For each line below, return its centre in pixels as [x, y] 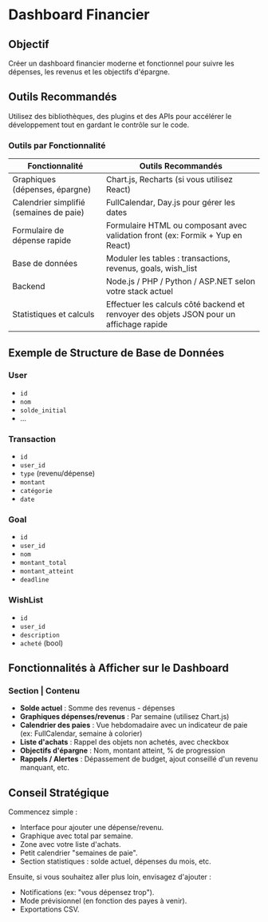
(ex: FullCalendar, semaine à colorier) [81, 733]
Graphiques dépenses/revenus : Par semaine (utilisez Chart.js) [124, 717]
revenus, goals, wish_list [152, 268]
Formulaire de [38, 231]
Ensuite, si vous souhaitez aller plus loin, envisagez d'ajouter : [110, 877]
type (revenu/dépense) [57, 474]
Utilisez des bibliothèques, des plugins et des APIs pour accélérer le [120, 116]
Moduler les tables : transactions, [168, 259]
